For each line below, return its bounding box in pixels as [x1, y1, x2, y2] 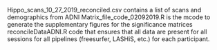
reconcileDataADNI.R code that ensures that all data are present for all [7, 27, 207, 36]
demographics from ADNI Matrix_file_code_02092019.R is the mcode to [7, 13, 211, 21]
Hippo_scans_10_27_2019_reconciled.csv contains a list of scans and [7, 6, 202, 14]
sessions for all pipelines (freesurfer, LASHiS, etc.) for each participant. [7, 35, 210, 43]
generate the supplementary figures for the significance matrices [7, 21, 193, 28]
